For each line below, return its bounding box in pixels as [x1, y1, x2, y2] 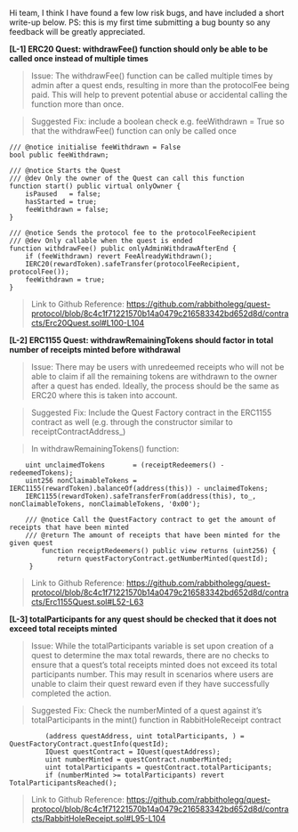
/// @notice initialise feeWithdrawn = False [9, 143, 181, 151]
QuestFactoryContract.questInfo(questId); [9, 739, 169, 748]
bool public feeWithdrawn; [9, 151, 109, 159]
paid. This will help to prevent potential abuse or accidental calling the [30, 89, 287, 100]
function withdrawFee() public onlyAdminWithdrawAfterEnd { [9, 244, 238, 253]
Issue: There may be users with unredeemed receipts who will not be [30, 362, 285, 372]
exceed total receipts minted [9, 624, 117, 633]
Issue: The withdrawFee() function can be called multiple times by [30, 70, 273, 81]
